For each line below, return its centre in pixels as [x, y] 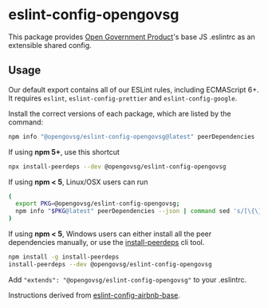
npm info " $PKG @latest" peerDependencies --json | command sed [122, 211]
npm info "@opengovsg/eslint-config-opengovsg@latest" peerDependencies [132, 136]
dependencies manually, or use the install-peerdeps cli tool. [106, 242]
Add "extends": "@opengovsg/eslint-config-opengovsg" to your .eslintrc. [128, 279]
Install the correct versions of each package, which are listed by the [120, 113]
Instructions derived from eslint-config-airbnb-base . [95, 295]
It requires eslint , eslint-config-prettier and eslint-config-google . [123, 98]
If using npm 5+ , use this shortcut [64, 152]
